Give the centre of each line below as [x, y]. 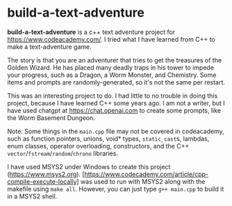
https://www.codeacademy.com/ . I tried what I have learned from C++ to [111, 39]
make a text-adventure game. [49, 46]
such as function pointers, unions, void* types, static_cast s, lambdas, [108, 138]
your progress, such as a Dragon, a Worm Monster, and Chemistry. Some [112, 75]
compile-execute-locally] [43, 181]
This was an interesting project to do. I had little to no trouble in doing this [113, 96]
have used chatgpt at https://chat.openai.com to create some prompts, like [114, 110]
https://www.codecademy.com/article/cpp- [147, 174]
